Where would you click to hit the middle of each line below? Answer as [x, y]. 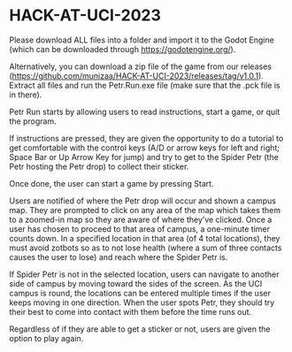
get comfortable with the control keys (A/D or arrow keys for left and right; [145, 148]
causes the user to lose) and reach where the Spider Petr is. [119, 256]
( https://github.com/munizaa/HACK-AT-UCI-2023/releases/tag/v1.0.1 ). [136, 75]
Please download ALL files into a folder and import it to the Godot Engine [142, 40]
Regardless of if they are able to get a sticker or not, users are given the [140, 329]
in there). [26, 95]
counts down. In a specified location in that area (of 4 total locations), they [145, 238]
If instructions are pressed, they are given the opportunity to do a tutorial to [146, 138]
